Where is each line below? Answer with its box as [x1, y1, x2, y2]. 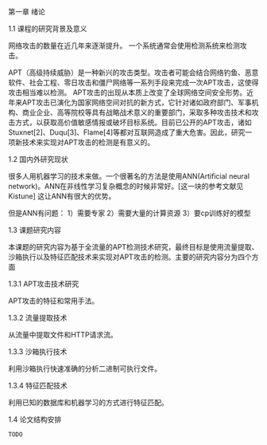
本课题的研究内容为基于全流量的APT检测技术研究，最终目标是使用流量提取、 [8, 242, 259, 251]
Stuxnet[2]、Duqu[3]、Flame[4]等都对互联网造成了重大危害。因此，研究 [8, 128, 246, 137]
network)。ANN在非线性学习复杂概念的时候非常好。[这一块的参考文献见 [8, 182, 244, 191]
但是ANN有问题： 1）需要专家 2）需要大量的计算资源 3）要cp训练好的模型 [8, 208, 252, 218]
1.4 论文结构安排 [8, 415, 62, 424]
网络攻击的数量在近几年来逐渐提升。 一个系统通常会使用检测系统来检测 [8, 41, 240, 50]
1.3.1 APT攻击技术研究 [8, 279, 79, 289]
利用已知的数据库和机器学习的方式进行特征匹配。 [8, 398, 168, 407]
